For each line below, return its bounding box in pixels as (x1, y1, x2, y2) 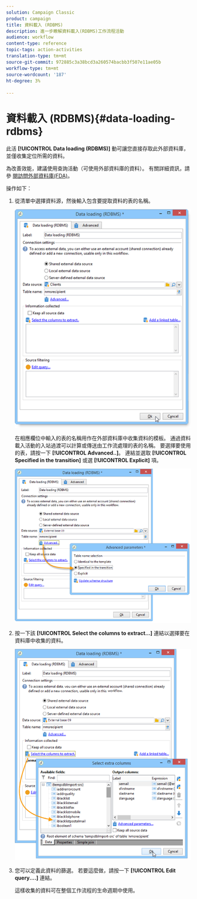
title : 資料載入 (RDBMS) (6, 22, 63, 28)
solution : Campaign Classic (6, 9, 75, 15)
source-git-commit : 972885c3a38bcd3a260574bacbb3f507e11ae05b (6, 59, 161, 65)
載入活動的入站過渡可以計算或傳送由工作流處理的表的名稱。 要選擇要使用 (14, 442, 191, 449)
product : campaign (6, 15, 51, 22)
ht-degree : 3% (6, 78, 41, 84)
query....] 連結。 (14, 874, 56, 881)
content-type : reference (6, 41, 67, 47)
